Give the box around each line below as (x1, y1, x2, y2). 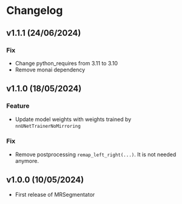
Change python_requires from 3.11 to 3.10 (15, 59, 118, 67)
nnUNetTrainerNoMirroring (15, 123, 81, 129)
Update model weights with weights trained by (15, 116, 132, 123)
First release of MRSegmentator (15, 191, 95, 198)
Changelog (6, 4, 63, 18)
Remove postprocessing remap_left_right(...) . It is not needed (15, 151, 177, 158)
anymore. (15, 157, 39, 164)
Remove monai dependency (15, 66, 86, 73)
